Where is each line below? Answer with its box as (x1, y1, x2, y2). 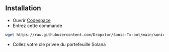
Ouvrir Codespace (12, 17, 51, 23)
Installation (5, 4, 41, 12)
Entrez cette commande (12, 22, 62, 28)
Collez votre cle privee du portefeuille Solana (12, 41, 106, 47)
